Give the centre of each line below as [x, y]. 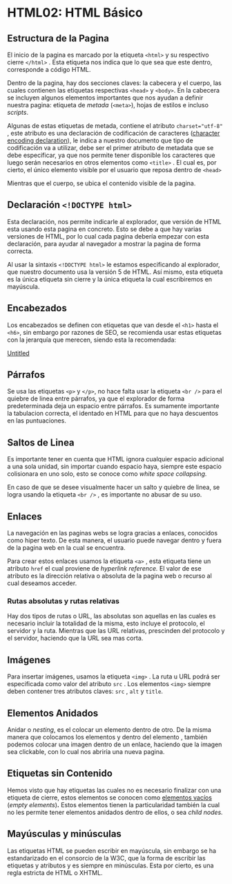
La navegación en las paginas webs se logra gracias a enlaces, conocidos [113, 533]
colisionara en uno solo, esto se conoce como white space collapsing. [107, 474]
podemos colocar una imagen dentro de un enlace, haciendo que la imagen [115, 744]
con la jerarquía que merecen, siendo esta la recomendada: [92, 340]
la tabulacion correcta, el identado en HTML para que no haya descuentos [113, 414]
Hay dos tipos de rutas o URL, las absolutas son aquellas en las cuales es [112, 616]
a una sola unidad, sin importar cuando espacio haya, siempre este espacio [115, 467]
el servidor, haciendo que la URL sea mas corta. [75, 638]
